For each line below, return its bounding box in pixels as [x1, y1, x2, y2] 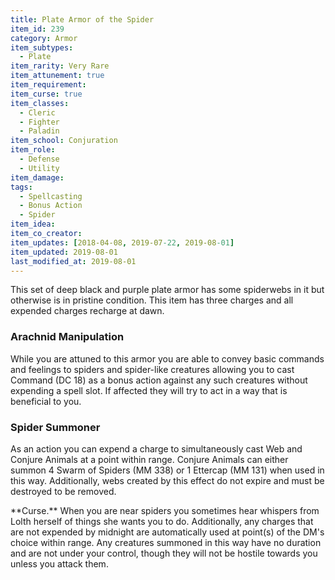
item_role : [10, 145, 56, 155]
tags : [10, 182, 33, 192]
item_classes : [10, 98, 70, 108]
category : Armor [10, 33, 78, 43]
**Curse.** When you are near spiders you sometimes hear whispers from [10, 504, 320, 516]
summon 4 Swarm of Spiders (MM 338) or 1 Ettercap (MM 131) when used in [10, 464, 325, 476]
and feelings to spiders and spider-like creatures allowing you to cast [10, 363, 295, 375]
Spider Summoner [10, 420, 101, 434]
